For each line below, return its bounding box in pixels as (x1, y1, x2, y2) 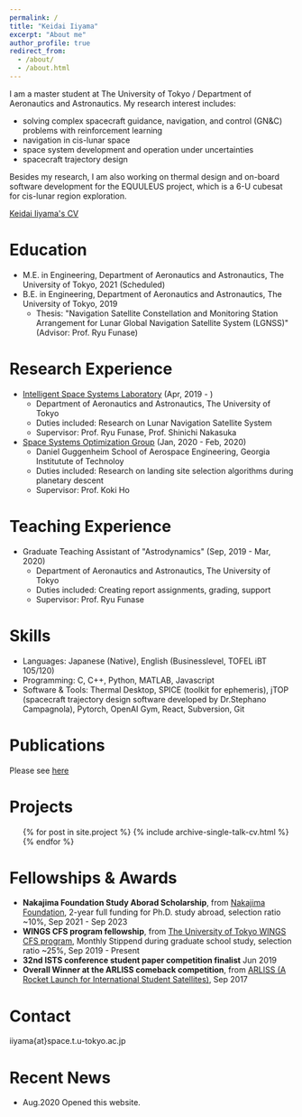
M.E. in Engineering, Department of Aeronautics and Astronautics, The (22, 269, 284, 280)
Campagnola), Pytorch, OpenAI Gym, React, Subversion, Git (22, 703, 245, 714)
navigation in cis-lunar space (22, 135, 131, 145)
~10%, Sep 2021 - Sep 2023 (22, 917, 128, 927)
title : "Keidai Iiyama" (9, 22, 99, 31)
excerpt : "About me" (9, 30, 87, 39)
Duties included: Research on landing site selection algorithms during (35, 465, 294, 476)
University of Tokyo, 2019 (22, 298, 118, 309)
